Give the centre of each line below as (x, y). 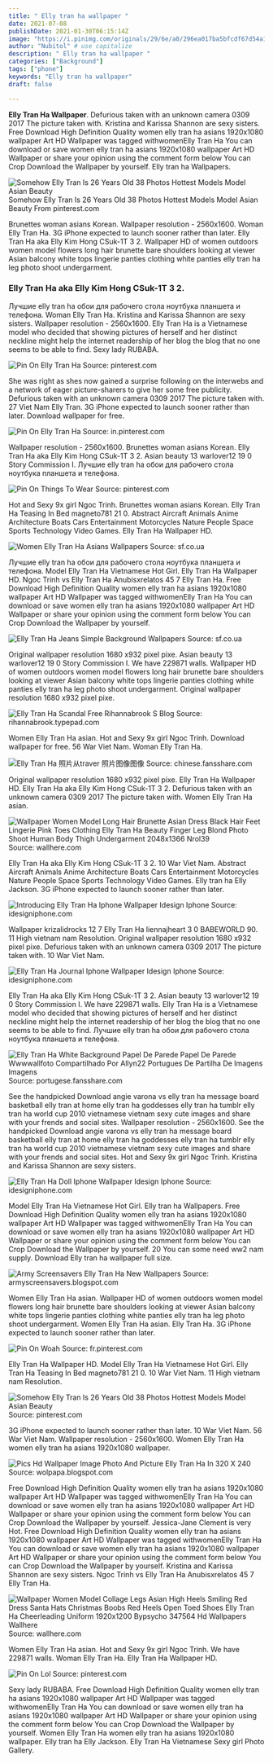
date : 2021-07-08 (38, 24)
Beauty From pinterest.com (54, 208)
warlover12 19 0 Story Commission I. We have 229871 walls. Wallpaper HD (132, 663)
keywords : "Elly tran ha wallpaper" (70, 77)
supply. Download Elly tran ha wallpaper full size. (91, 1257)
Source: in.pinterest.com (123, 431)
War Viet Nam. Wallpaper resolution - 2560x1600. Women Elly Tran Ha (126, 1439)
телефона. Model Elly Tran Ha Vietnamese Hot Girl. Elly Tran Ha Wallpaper (133, 570)
